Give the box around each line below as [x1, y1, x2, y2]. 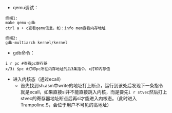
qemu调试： [12, 5, 39, 10]
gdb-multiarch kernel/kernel [5, 40, 68, 45]
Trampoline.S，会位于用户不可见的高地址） [20, 102, 112, 108]
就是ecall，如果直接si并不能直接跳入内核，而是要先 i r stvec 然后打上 [20, 89, 167, 95]
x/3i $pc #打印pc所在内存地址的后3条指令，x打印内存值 [5, 66, 110, 71]
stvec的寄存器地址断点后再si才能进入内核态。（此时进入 [20, 96, 137, 101]
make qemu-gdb [5, 20, 36, 25]
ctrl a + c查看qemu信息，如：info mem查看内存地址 [5, 26, 106, 31]
